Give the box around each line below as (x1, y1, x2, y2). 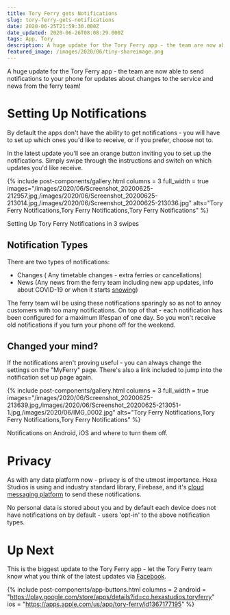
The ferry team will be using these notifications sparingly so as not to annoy (7, 299, 221, 307)
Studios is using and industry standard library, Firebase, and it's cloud (7, 483, 204, 491)
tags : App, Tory (7, 36, 53, 43)
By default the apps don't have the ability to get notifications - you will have (7, 128, 220, 137)
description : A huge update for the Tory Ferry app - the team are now (7, 42, 216, 49)
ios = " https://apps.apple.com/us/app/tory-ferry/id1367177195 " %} (7, 600, 195, 608)
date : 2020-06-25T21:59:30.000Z (7, 23, 99, 30)
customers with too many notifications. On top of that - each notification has (7, 306, 222, 314)
